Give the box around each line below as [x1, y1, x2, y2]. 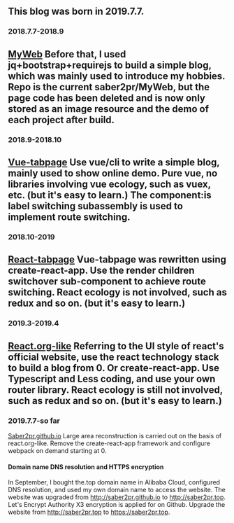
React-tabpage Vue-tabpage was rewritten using [8, 253, 226, 265]
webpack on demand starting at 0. [8, 446, 107, 454]
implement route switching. [8, 211, 131, 223]
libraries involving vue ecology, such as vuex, [8, 179, 212, 190]
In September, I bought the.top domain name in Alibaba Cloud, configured [8, 478, 221, 487]
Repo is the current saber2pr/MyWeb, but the [8, 81, 210, 93]
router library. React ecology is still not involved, [8, 384, 223, 396]
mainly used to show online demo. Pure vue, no [8, 167, 218, 179]
